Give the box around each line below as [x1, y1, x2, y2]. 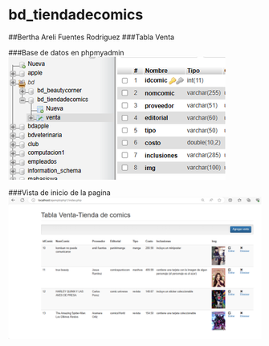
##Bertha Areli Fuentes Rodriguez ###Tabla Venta [8, 32, 175, 42]
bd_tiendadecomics [8, 6, 144, 24]
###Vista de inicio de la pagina [8, 187, 111, 197]
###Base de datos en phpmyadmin [8, 47, 124, 57]
